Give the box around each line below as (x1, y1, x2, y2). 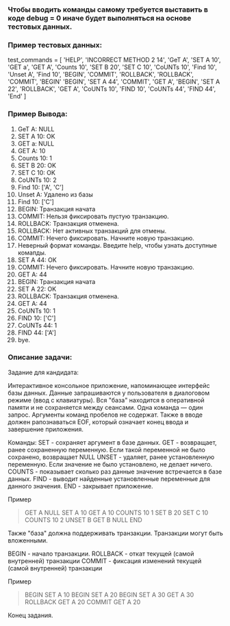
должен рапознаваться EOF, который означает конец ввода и (8, 417, 189, 426)
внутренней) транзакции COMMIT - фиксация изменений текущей (8, 556, 202, 565)
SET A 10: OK (17, 132, 55, 140)
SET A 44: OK (17, 255, 57, 264)
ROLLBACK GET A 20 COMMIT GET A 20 (24, 597, 141, 606)
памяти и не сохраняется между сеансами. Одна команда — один (8, 403, 203, 411)
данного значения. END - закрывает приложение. (8, 482, 153, 490)
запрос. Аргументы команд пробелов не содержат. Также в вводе (8, 410, 203, 419)
